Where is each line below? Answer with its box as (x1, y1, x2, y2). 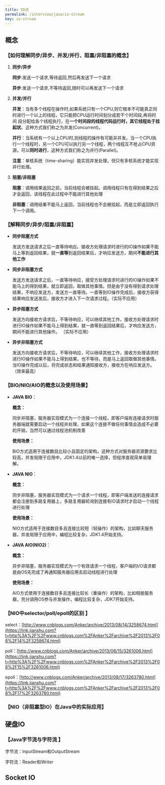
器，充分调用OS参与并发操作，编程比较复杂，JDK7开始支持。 (12, 596, 137, 602)
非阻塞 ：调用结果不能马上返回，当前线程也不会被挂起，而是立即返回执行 (12, 202, 159, 208)
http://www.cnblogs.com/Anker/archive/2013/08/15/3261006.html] (18, 648, 153, 654)
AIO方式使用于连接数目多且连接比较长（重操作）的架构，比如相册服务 (12, 590, 153, 596)
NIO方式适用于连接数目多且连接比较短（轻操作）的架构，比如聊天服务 (12, 525, 154, 531)
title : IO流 (5, 7, 29, 12)
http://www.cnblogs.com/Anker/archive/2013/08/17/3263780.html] (21, 674, 156, 680)
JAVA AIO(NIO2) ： (12, 542, 51, 548)
